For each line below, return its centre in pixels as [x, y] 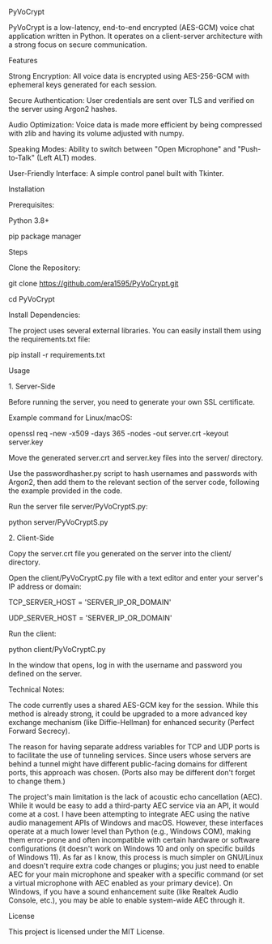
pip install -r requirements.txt [57, 355]
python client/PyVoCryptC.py [57, 649]
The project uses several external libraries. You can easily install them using [135, 330]
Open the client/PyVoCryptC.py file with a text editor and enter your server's [136, 578]
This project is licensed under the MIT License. [87, 931]
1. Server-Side [32, 386]
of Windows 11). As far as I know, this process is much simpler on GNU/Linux [136, 857]
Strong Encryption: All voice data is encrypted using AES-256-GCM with [129, 76]
